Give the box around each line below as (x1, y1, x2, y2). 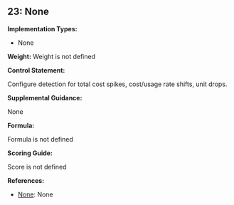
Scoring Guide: (7, 149, 53, 157)
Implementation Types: (7, 24, 78, 33)
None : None (17, 190, 53, 199)
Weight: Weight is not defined (7, 52, 96, 61)
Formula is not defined (7, 135, 73, 143)
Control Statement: (7, 65, 65, 74)
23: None (7, 6, 50, 18)
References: (7, 176, 45, 184)
